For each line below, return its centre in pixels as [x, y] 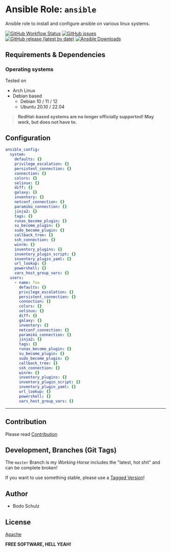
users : [17, 278]
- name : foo [27, 282]
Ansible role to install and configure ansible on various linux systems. [78, 23]
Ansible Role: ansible [51, 9]
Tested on [16, 81]
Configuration [28, 138]
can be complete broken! [32, 468]
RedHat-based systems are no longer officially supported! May [86, 116]
